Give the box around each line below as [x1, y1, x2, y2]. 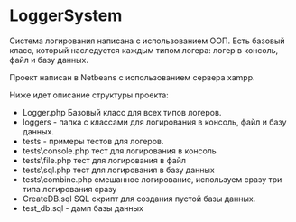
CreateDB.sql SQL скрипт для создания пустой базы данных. [22, 193, 256, 204]
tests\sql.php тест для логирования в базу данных [22, 164, 215, 175]
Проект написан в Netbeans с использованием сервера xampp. [9, 71, 255, 82]
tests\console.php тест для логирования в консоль [22, 145, 217, 156]
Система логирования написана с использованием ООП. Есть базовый [9, 35, 286, 46]
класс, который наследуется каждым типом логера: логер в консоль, [9, 44, 279, 55]
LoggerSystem [9, 5, 123, 26]
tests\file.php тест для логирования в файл [22, 154, 187, 165]
